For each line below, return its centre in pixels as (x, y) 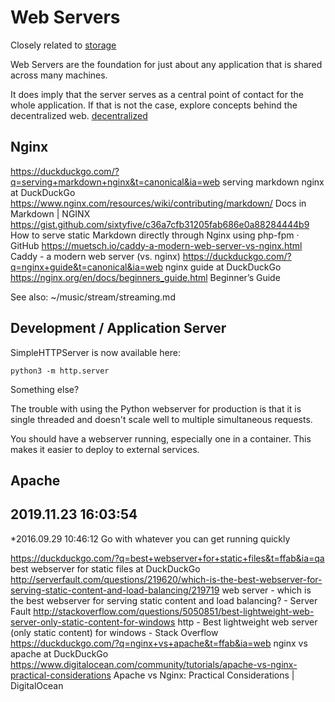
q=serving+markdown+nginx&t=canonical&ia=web (115, 182)
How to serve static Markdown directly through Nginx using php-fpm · (155, 235)
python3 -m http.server (60, 371)
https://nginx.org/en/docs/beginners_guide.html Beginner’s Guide (145, 277)
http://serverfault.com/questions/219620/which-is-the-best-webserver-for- (166, 579)
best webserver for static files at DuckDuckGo (105, 568)
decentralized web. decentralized (79, 115)
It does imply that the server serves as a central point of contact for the (157, 94)
